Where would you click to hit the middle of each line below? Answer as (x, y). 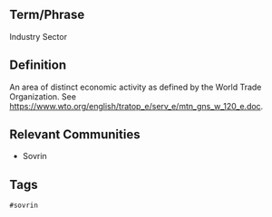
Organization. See (43, 96)
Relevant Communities (75, 135)
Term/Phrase (47, 15)
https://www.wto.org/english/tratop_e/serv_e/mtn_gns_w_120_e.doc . (136, 106)
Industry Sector (39, 36)
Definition (38, 66)
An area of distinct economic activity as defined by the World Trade (136, 87)
